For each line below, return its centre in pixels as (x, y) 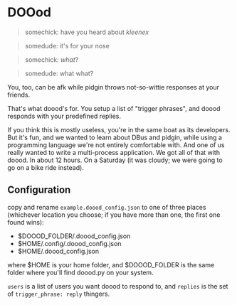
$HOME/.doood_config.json (58, 251)
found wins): (26, 222)
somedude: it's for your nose (67, 46)
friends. (19, 95)
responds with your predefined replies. (64, 116)
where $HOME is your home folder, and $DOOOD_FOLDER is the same (111, 264)
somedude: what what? (59, 73)
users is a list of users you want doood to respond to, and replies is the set (118, 286)
